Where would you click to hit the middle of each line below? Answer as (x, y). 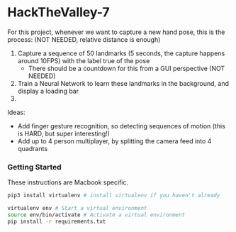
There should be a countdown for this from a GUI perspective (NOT (127, 68)
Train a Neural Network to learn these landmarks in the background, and (123, 83)
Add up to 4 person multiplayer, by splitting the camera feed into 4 (114, 141)
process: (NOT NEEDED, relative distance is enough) (84, 39)
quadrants (33, 148)
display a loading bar (48, 91)
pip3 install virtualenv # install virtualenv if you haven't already (114, 196)
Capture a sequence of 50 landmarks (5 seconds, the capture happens (121, 53)
